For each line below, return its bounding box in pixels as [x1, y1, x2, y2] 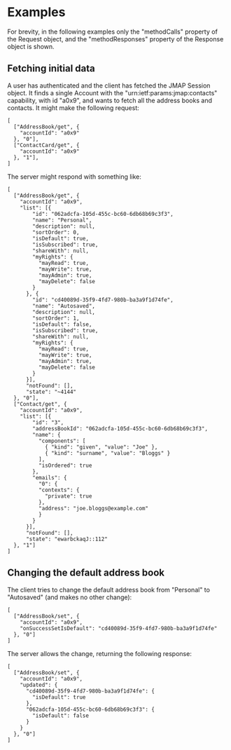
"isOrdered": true [38, 462, 92, 469]
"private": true [44, 492, 92, 500]
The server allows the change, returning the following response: [7, 649, 192, 657]
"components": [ [38, 437, 86, 444]
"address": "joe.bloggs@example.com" [38, 505, 149, 512]
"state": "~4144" [25, 388, 77, 395]
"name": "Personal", [32, 217, 92, 224]
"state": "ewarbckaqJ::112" [25, 536, 108, 543]
